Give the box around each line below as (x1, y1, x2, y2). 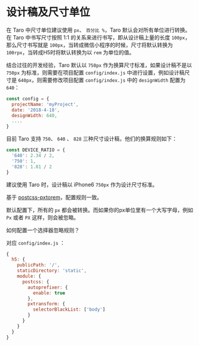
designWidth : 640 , (11, 112, 58, 118)
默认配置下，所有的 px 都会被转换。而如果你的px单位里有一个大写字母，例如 (6, 206, 194, 213)
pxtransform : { (27, 301, 66, 307)
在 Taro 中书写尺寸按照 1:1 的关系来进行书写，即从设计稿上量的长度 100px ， (6, 33, 191, 41)
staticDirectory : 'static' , (17, 268, 87, 274)
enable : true (32, 290, 66, 296)
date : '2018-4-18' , (11, 107, 60, 113)
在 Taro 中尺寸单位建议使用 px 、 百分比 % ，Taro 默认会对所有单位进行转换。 (6, 26, 191, 33)
